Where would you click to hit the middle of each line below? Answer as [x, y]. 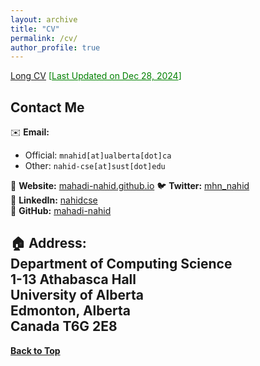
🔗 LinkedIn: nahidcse [54, 200]
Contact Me [47, 107]
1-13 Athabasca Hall [73, 279]
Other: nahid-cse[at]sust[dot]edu [95, 166]
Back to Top [35, 350]
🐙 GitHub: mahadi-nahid [61, 211]
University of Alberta [77, 295]
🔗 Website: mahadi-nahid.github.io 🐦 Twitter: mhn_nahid [130, 186]
